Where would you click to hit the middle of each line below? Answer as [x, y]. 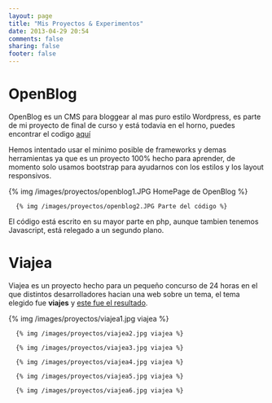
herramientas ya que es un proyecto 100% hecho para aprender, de [122, 158]
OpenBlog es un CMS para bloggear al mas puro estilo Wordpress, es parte [135, 116]
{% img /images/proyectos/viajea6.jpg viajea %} [100, 390]
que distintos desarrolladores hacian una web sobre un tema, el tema [124, 294]
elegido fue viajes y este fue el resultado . [78, 303]
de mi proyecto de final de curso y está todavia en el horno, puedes [122, 125]
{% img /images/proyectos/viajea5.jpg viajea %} [100, 376]
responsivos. [30, 175]
